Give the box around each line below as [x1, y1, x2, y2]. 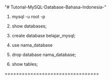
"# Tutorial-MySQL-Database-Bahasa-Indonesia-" [4, 4, 107, 10]
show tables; [11, 61, 38, 67]
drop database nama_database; [11, 52, 76, 57]
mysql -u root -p [11, 14, 45, 19]
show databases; [11, 23, 47, 29]
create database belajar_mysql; [11, 33, 76, 38]
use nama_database [11, 42, 53, 48]
